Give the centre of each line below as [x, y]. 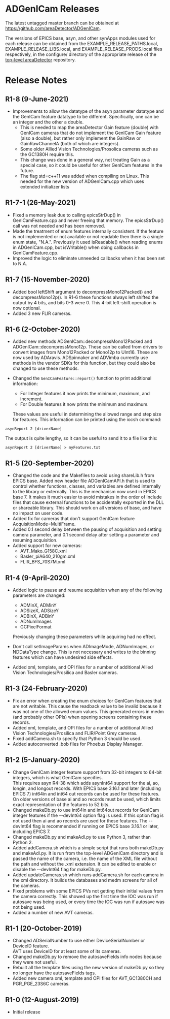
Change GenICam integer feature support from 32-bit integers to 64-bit [87, 772]
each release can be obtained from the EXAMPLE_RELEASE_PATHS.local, [82, 43]
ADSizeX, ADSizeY [39, 611]
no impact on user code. [38, 513]
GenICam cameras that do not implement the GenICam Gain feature [91, 133]
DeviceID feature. [31, 946]
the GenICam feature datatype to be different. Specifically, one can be [86, 116]
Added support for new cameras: [47, 546]
